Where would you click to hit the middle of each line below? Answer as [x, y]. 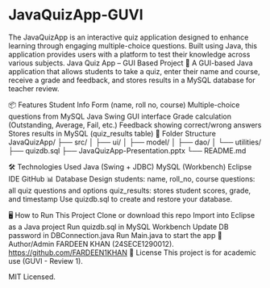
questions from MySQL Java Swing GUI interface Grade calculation [120, 116]
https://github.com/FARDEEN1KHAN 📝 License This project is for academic [132, 253]
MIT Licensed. [32, 277]
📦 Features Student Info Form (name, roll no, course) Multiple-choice [124, 104]
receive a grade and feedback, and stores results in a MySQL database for [132, 80]
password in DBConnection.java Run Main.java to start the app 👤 [116, 235]
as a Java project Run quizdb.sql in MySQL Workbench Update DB [118, 227]
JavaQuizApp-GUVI [76, 15]
